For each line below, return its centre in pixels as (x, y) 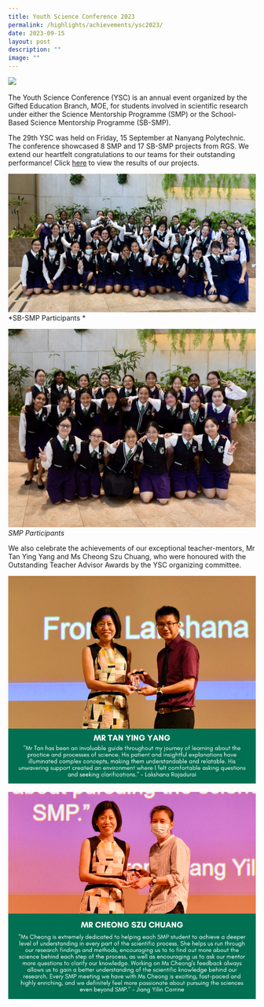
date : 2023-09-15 (37, 33)
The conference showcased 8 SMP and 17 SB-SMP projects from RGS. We (128, 146)
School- (224, 114)
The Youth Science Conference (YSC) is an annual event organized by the (128, 97)
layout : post (29, 42)
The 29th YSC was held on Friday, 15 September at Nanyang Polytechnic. (127, 138)
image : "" (24, 58)
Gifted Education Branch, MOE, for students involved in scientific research (128, 106)
